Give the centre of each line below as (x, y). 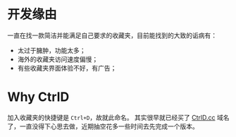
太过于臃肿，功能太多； (51, 50)
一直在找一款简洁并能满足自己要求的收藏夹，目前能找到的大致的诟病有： (112, 35)
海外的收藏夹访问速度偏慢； (58, 59)
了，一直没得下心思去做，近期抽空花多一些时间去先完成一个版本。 (103, 126)
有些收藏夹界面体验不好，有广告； (67, 68)
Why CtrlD (38, 97)
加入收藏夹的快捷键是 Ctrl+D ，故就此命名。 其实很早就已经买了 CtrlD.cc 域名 (118, 117)
